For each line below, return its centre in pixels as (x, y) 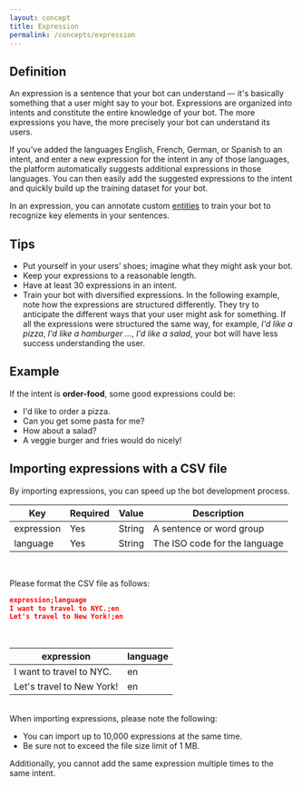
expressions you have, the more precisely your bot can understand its (140, 123)
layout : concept (40, 18)
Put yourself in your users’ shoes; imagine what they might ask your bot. (157, 266)
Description (219, 512)
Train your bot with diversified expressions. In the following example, (151, 295)
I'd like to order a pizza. (66, 411)
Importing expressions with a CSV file (118, 469)
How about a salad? (59, 430)
